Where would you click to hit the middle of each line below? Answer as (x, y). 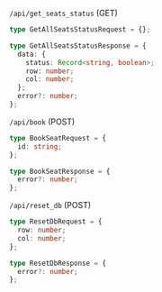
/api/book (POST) (42, 122)
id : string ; (40, 146)
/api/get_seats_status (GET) (64, 13)
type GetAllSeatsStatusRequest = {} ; (80, 30)
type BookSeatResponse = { (60, 171)
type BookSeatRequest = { (58, 138)
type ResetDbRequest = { (56, 222)
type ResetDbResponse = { (58, 263)
